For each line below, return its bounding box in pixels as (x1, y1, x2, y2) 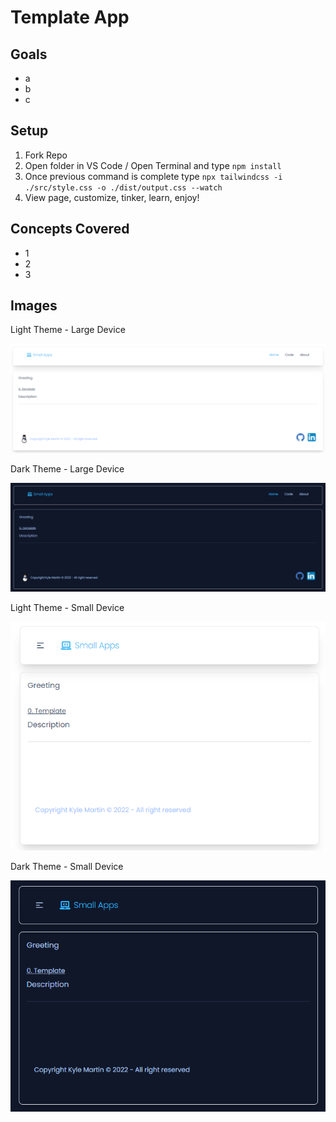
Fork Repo (24, 149, 68, 161)
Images (10, 297, 58, 315)
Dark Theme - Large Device (10, 462, 125, 475)
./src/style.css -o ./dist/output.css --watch (24, 182, 223, 193)
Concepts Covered (10, 221, 130, 238)
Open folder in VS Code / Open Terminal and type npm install (24, 159, 282, 171)
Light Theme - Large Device (10, 324, 126, 336)
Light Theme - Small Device (10, 601, 125, 613)
